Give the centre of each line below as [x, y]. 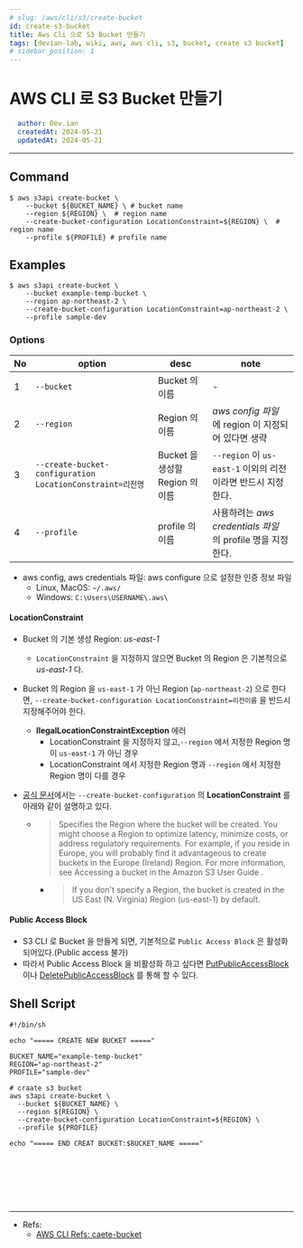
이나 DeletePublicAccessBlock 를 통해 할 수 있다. [110, 975]
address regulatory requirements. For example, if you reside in [174, 843]
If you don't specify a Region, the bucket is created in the [178, 889]
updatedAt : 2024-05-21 [60, 140]
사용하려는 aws [243, 512]
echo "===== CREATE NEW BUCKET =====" [82, 1040]
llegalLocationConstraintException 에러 [111, 730]
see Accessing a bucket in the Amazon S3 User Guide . [161, 872]
